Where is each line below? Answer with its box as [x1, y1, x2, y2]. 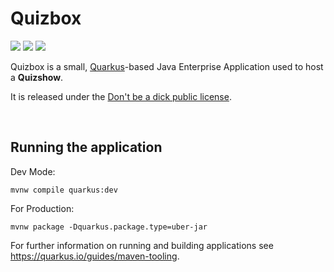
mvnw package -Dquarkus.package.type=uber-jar [10, 222, 208, 232]
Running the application [10, 139, 163, 156]
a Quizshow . [10, 71, 64, 83]
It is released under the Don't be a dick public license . [10, 90, 232, 102]
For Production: [10, 202, 75, 214]
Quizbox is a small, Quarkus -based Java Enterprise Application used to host [10, 60, 324, 72]
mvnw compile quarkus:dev [10, 185, 118, 195]
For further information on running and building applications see [10, 239, 274, 251]
